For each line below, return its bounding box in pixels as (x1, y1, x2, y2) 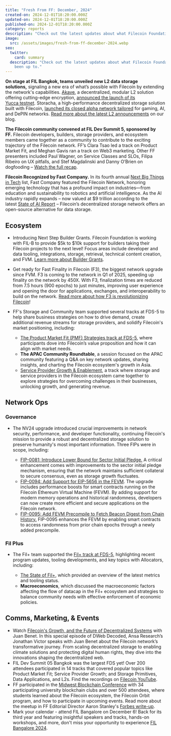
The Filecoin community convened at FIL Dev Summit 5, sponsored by (5, 126, 156, 133)
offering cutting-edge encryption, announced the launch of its (5, 95, 135, 101)
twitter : (10, 50, 28, 55)
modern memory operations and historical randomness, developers (20, 494, 162, 501)
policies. (20, 599, 38, 605)
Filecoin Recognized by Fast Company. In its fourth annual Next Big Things (5, 174, 164, 180)
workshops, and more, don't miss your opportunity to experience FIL (12, 719, 157, 725)
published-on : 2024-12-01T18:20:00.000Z (5, 21, 93, 27)
